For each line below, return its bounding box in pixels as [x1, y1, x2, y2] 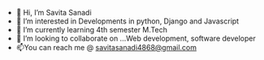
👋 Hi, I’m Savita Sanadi [15, 8, 92, 17]
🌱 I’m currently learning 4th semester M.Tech [15, 25, 168, 34]
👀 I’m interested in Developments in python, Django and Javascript [15, 16, 240, 26]
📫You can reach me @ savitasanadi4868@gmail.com [15, 43, 197, 52]
